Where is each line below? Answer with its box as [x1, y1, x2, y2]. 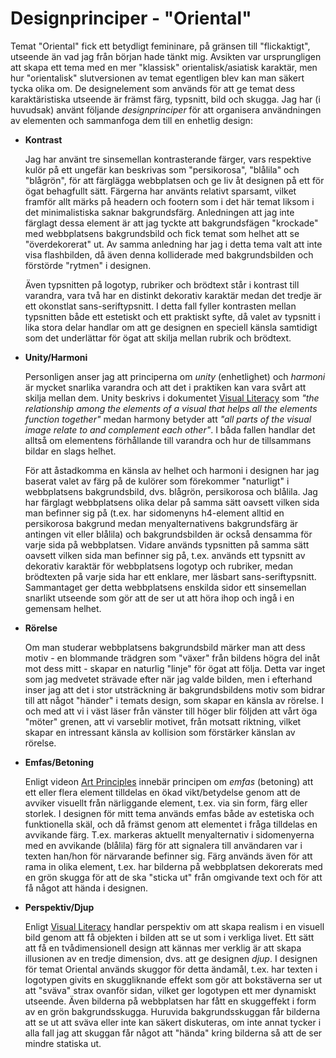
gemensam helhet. [24, 602, 102, 614]
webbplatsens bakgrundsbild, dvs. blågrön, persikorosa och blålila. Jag [24, 485, 318, 497]
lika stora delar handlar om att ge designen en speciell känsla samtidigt [24, 321, 318, 333]
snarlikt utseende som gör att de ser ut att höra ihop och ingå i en [24, 592, 295, 604]
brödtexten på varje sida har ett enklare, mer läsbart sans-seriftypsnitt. [24, 570, 317, 582]
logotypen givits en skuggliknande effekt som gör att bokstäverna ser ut [24, 973, 323, 986]
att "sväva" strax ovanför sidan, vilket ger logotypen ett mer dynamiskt [24, 984, 317, 996]
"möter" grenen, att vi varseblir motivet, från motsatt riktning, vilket [24, 715, 302, 727]
